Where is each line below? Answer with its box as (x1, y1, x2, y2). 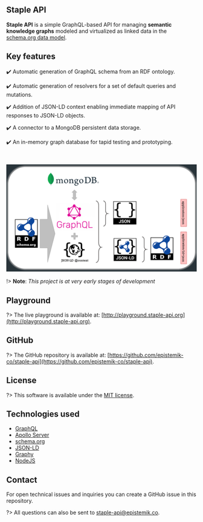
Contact (6, 475, 37, 485)
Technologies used (6, 409, 80, 419)
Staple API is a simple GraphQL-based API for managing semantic (6, 21, 172, 28)
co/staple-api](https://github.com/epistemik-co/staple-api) (6, 357, 153, 365)
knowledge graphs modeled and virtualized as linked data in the (6, 27, 167, 35)
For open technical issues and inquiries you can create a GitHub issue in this (6, 491, 196, 498)
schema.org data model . (6, 33, 67, 41)
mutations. (6, 91, 33, 98)
